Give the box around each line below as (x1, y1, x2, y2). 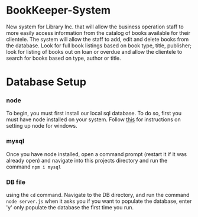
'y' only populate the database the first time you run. (6, 204, 134, 211)
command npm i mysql (6, 163, 61, 170)
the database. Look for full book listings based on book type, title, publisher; (6, 42, 192, 49)
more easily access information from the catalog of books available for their (6, 29, 191, 36)
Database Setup (6, 75, 87, 89)
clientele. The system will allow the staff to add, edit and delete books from (6, 35, 189, 43)
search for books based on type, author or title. (6, 54, 121, 61)
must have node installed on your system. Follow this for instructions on (6, 116, 181, 123)
